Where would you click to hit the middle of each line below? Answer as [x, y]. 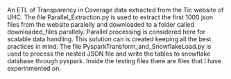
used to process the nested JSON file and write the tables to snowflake [109, 54]
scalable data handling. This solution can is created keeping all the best [109, 39]
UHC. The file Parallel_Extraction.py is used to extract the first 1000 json [110, 17]
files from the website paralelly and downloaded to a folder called [101, 24]
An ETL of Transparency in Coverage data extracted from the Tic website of [115, 10]
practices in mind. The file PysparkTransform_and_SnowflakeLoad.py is [109, 46]
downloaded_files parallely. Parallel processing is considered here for [106, 32]
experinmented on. [34, 68]
